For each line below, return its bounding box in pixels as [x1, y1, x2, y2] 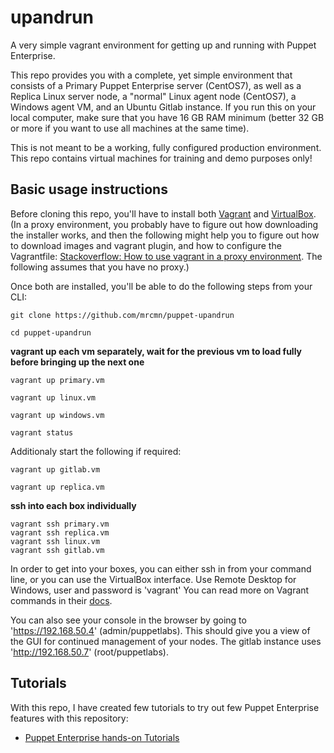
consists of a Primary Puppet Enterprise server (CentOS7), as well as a [10, 79, 302, 91]
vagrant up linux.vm [10, 392, 97, 403]
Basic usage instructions [10, 181, 168, 198]
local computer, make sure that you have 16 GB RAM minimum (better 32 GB [10, 111, 325, 123]
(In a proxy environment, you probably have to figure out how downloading [10, 218, 319, 230]
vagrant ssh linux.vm [10, 536, 101, 546]
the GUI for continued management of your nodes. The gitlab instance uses [10, 635, 322, 647]
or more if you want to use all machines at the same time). [10, 122, 250, 134]
